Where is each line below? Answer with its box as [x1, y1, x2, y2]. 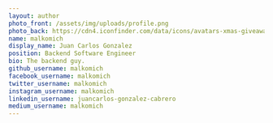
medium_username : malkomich [8, 102, 104, 110]
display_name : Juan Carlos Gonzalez [8, 42, 132, 50]
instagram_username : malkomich [8, 87, 115, 95]
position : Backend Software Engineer [8, 49, 136, 57]
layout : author [8, 11, 60, 20]
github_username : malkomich [8, 65, 104, 73]
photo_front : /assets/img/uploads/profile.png [8, 19, 169, 28]
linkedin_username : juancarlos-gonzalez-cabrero [8, 95, 176, 103]
